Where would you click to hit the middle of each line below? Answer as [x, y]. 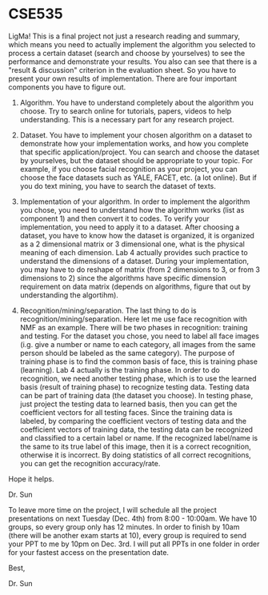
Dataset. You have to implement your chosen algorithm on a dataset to [136, 135]
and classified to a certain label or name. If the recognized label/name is [139, 437]
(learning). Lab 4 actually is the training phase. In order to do [120, 369]
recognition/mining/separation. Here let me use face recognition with [134, 319]
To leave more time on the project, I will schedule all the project [113, 509]
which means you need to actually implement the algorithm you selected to [132, 44]
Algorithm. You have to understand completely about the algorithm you [136, 102]
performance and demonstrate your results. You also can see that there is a [133, 62]
